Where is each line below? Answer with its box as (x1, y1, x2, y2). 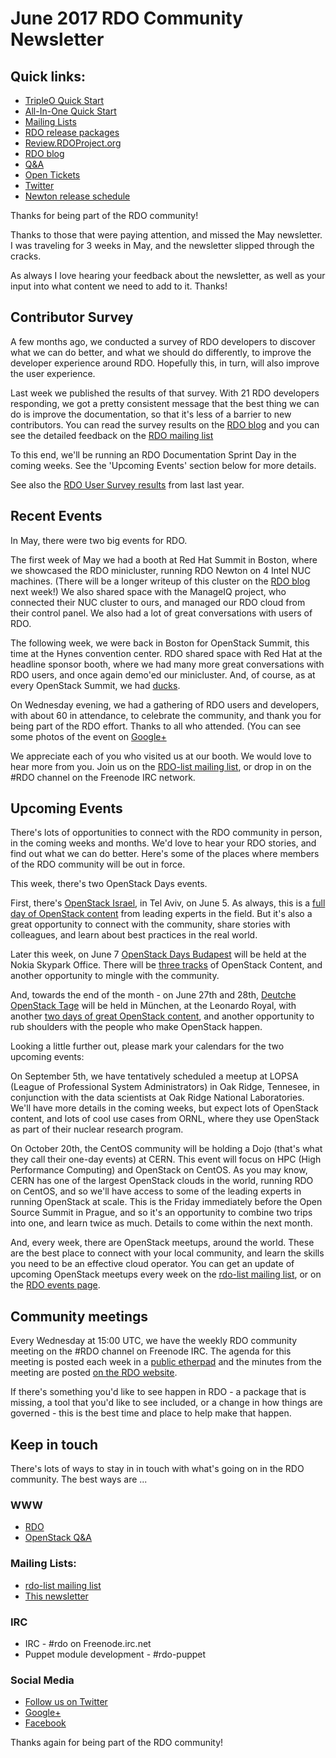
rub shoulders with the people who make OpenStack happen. (10, 1021, 263, 1033)
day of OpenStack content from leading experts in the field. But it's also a (10, 908, 313, 920)
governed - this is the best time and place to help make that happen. (10, 1407, 292, 1419)
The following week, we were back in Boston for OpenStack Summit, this (10, 637, 310, 649)
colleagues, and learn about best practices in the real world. (10, 929, 258, 941)
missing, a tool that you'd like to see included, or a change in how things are (10, 1397, 323, 1409)
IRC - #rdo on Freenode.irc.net (24, 1637, 152, 1649)
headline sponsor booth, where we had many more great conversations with (10, 658, 325, 670)
